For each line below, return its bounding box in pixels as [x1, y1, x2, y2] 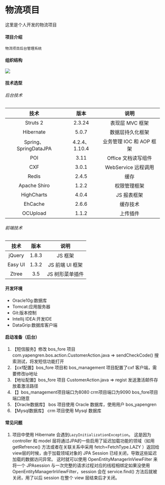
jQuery [8, 252, 25, 259]
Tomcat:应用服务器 [12, 303, 51, 309]
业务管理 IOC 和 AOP [103, 138, 151, 145]
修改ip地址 [16, 370, 38, 377]
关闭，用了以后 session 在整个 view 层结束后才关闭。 [12, 475, 120, 481]
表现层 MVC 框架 [110, 120, 149, 127]
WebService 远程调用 [105, 164, 154, 171]
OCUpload [22, 210, 47, 217]
